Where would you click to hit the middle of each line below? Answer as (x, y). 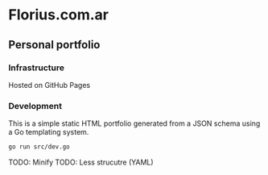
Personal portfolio (54, 45)
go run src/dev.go (39, 147)
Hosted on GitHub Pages (49, 85)
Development (35, 106)
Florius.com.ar (58, 15)
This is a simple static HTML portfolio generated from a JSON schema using (134, 123)
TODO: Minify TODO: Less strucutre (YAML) (81, 162)
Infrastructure (37, 68)
